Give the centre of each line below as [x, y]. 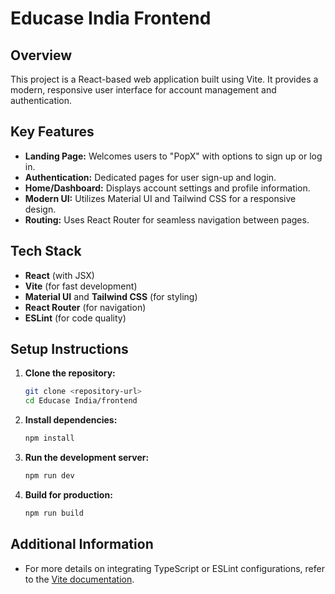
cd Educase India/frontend [81, 401]
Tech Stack [46, 251]
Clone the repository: [70, 373]
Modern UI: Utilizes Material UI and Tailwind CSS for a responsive [160, 198]
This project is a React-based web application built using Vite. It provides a [164, 79]
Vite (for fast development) [81, 286]
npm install [49, 438]
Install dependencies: [71, 420]
